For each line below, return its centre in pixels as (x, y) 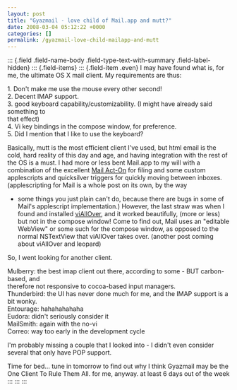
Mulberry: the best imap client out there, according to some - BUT (103, 271)
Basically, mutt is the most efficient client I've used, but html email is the (112, 148)
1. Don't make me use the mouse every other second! (85, 89)
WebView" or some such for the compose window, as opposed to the (118, 229)
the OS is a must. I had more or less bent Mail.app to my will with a (104, 162)
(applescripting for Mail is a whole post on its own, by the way (97, 185)
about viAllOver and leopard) (59, 244)
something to (26, 112)
